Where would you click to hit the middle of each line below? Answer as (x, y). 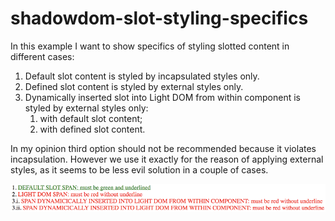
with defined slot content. (92, 129)
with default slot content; (91, 118)
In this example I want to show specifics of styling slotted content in (150, 46)
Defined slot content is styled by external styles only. (134, 86)
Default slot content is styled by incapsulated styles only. (142, 76)
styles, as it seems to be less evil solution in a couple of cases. (139, 169)
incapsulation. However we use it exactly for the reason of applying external (167, 159)
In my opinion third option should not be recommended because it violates (163, 148)
